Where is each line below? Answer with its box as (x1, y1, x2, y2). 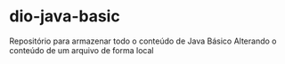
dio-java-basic (9, 6, 120, 27)
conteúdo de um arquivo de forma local (9, 44, 154, 55)
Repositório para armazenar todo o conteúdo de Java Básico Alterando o (9, 36, 277, 46)
